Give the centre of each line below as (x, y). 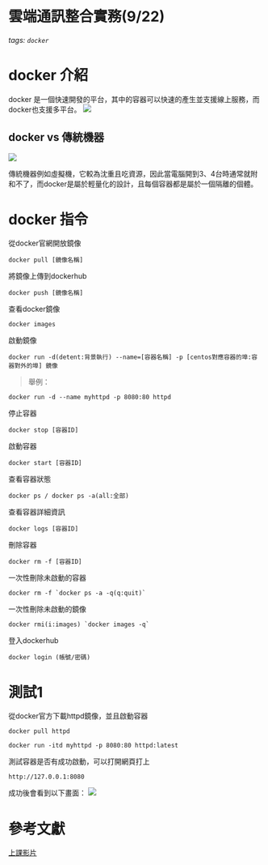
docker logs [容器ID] (44, 529)
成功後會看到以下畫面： (47, 793)
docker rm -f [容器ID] (45, 562)
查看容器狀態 (29, 479)
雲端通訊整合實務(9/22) (87, 17)
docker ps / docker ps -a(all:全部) (69, 496)
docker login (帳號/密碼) (50, 658)
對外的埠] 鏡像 (36, 366)
